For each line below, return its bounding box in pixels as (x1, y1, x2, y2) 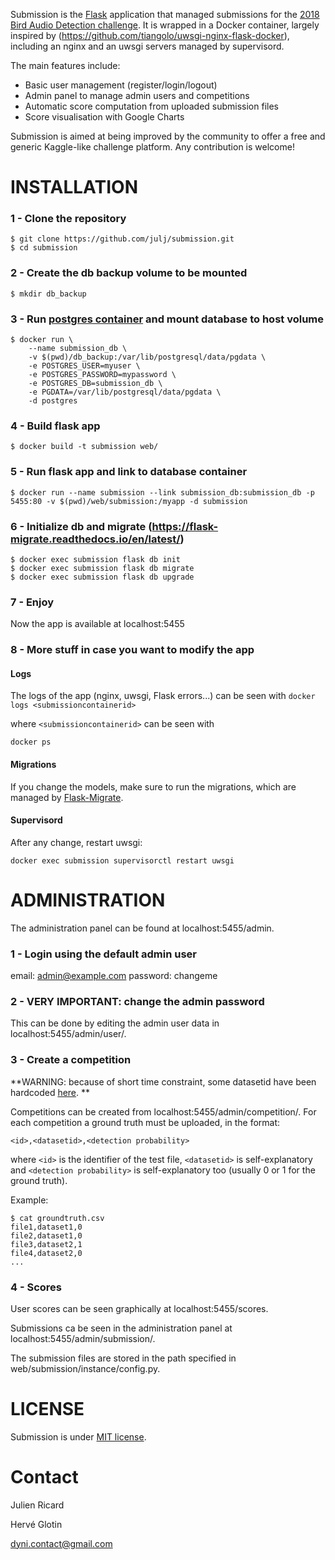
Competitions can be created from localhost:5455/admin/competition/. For (10, 1105, 317, 1118)
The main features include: (10, 60, 121, 71)
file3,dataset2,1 (10, 1239, 83, 1249)
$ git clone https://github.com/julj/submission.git (10, 234, 235, 244)
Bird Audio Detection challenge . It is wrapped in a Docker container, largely (10, 19, 320, 31)
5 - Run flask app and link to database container (10, 465, 248, 479)
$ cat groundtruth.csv (10, 1213, 105, 1223)
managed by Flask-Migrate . (10, 791, 124, 803)
